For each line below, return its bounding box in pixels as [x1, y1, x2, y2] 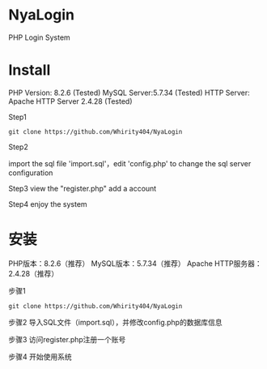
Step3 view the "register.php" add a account [8, 183, 157, 193]
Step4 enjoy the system [8, 199, 87, 208]
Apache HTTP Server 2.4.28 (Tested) [8, 96, 133, 106]
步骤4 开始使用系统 [8, 351, 72, 362]
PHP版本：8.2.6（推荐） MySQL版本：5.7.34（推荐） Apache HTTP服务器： [8, 258, 262, 268]
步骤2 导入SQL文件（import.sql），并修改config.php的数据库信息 [8, 317, 222, 327]
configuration [8, 168, 53, 178]
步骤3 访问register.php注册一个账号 [8, 334, 126, 344]
